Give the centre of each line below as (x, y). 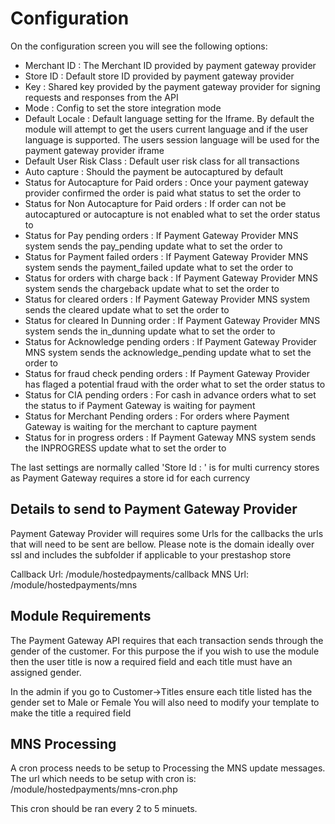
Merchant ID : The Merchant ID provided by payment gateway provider (170, 65)
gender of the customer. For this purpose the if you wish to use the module (165, 651)
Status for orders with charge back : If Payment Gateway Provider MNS (171, 278)
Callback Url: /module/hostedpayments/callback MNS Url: (129, 574)
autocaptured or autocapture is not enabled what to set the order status (172, 214)
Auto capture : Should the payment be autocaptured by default (154, 171)
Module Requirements (81, 616)
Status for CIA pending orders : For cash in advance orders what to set (170, 394)
